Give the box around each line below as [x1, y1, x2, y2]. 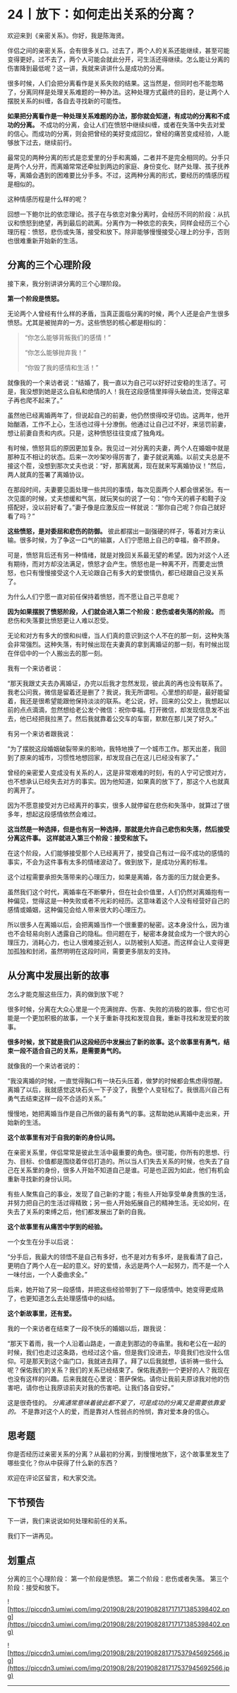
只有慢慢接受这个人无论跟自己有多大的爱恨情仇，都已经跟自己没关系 [25, 568, 224, 577]
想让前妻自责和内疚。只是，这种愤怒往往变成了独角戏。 [7, 429, 168, 437]
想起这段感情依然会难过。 [25, 809, 100, 818]
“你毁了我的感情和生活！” [24, 363, 99, 371]
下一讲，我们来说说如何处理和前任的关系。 [7, 1517, 131, 1525]
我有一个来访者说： [7, 664, 63, 672]
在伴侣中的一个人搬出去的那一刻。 [7, 649, 107, 657]
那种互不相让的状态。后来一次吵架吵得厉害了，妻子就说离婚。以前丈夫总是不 [7, 452, 230, 461]
